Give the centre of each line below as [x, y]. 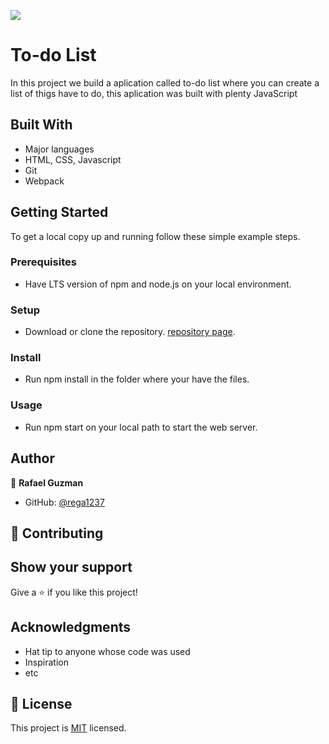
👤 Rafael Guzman [47, 482]
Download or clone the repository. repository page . [130, 332]
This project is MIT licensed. [68, 728]
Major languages [59, 149]
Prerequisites [43, 262]
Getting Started [59, 212]
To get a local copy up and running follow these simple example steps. [155, 236]
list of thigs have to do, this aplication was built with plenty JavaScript [154, 93]
